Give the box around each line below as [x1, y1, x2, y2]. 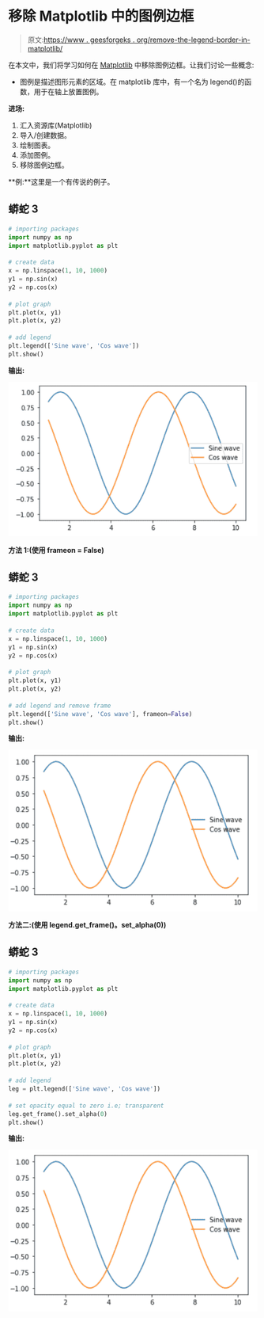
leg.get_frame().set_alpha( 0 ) [8, 1110, 108, 1118]
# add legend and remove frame [8, 702, 111, 710]
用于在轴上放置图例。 [33, 86, 104, 96]
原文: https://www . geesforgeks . [27, 35, 135, 44]
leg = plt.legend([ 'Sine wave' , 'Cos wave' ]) [8, 1085, 160, 1093]
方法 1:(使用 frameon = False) [8, 545, 104, 554]
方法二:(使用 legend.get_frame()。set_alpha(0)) [8, 920, 167, 930]
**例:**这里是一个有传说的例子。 [8, 177, 115, 186]
